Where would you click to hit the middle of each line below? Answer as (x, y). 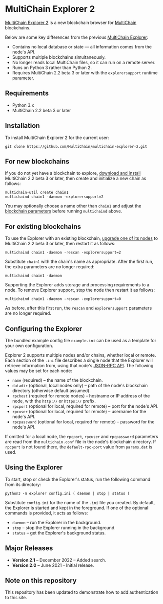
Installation (22, 126)
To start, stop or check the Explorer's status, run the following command (78, 479)
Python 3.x (23, 105)
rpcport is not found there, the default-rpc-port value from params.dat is (79, 447)
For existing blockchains (43, 226)
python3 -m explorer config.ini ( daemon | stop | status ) (68, 493)
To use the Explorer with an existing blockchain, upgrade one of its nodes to (81, 238)
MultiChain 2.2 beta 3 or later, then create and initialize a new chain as (76, 178)
